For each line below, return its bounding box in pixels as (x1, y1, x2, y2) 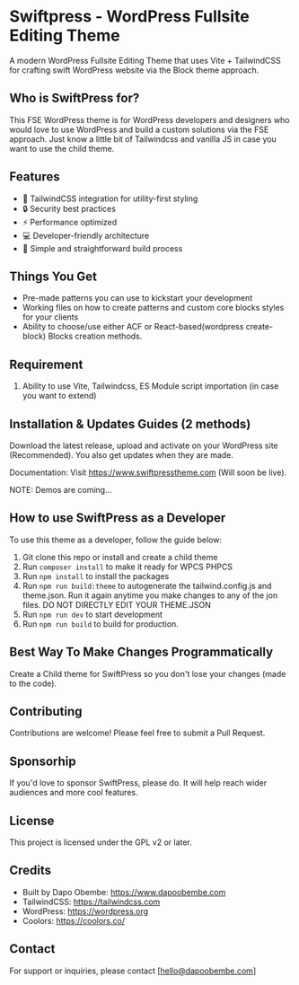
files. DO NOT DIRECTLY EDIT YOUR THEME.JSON (22, 599, 211, 610)
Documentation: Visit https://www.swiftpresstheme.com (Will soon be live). (9, 467, 287, 478)
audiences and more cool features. (9, 787, 138, 798)
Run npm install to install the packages (22, 570, 170, 581)
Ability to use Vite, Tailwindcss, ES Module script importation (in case (22, 381, 279, 391)
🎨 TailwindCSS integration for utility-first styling (22, 193, 198, 204)
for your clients (22, 312, 79, 322)
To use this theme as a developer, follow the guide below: (9, 534, 223, 545)
